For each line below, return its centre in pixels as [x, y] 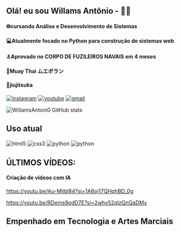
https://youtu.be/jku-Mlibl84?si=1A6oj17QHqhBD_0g [70, 191]
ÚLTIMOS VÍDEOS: [41, 162]
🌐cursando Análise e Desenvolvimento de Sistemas [72, 26]
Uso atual [24, 129]
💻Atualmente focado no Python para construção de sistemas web [90, 41]
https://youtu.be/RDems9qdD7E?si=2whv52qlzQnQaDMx [77, 203]
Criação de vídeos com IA [39, 178]
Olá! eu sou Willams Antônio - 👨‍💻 [69, 11]
